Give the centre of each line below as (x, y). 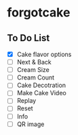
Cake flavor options (44, 54)
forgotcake (39, 13)
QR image (31, 124)
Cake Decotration (41, 85)
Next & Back (34, 62)
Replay (26, 101)
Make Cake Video (41, 93)
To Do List (28, 38)
